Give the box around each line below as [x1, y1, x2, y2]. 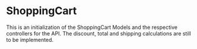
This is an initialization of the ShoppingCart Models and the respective [6, 24, 178, 31]
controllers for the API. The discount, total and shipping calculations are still [6, 30, 191, 37]
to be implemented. [6, 36, 54, 43]
